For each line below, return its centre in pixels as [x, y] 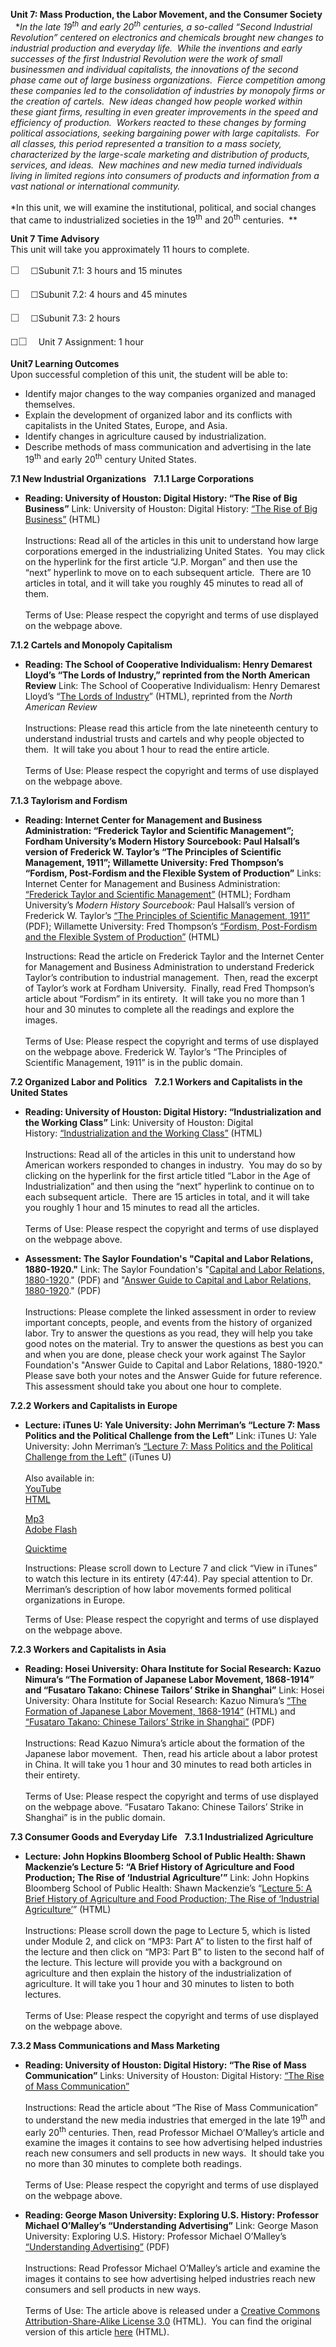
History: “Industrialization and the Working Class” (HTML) [143, 1133]
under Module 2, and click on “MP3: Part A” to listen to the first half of [168, 1941]
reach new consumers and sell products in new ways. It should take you [174, 2153]
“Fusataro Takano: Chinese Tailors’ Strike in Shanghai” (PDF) [149, 1721]
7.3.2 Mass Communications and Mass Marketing [115, 2045]
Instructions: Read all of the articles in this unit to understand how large [171, 540]
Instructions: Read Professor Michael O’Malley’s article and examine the [172, 2268]
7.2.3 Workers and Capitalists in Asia [88, 1649]
